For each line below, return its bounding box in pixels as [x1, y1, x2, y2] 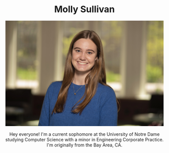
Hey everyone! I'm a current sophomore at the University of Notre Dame [9, 131, 160, 137]
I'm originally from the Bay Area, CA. [47, 142, 122, 148]
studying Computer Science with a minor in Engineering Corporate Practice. [5, 136, 164, 142]
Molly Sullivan [54, 4, 115, 15]
